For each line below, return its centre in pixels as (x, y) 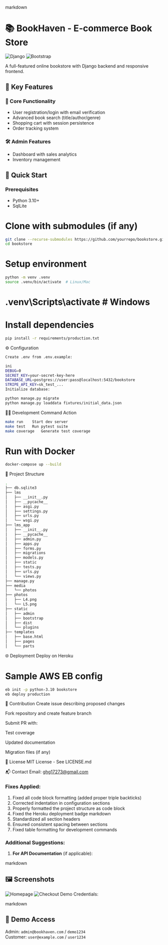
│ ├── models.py (24, 558)
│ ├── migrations (25, 553)
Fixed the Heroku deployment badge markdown (61, 813)
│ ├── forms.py (23, 548)
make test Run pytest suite (37, 426)
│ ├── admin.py (23, 539)
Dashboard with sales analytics (44, 154)
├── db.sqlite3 (21, 488)
